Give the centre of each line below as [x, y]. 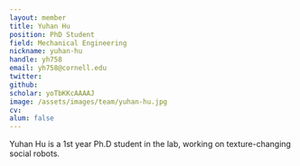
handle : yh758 [36, 60]
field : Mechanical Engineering [68, 43]
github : [24, 85]
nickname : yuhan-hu [46, 51]
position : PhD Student [52, 34]
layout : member [38, 18]
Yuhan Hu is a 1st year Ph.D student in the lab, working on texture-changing [150, 144]
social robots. [35, 153]
